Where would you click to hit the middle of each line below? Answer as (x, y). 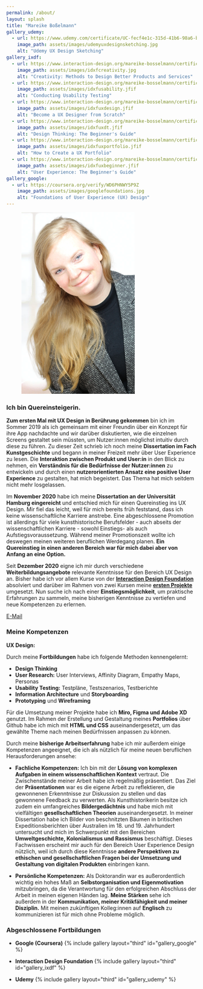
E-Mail (14, 616)
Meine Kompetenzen (37, 632)
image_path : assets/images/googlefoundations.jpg (81, 191)
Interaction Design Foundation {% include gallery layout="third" (95, 961)
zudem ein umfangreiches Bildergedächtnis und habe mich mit (94, 806)
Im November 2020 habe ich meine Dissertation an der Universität (91, 497)
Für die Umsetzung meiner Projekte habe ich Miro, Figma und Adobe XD (97, 712)
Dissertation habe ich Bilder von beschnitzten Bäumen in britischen (98, 819)
